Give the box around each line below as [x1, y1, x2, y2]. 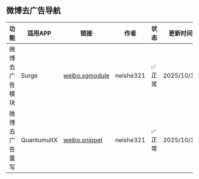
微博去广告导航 [6, 5, 61, 16]
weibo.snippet [63, 136, 103, 144]
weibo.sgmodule [63, 71, 110, 79]
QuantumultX [21, 136, 58, 144]
